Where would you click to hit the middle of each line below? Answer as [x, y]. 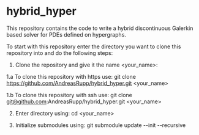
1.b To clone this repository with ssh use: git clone [69, 95]
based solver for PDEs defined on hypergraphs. [66, 34]
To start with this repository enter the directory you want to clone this [94, 46]
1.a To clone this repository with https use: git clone [71, 76]
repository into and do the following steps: [60, 53]
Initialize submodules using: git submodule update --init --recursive [100, 125]
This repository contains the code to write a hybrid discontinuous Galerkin [100, 28]
